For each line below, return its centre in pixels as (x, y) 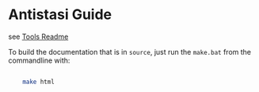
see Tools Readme (38, 36)
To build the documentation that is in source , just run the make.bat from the (130, 52)
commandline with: (39, 60)
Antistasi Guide (60, 15)
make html (39, 82)
